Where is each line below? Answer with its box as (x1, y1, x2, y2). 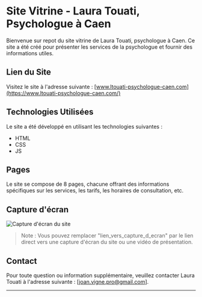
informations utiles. (6, 49, 54, 57)
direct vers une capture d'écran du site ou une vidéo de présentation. (20, 239, 194, 246)
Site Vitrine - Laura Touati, (6, 4, 140, 18)
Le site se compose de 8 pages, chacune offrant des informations (6, 180, 170, 188)
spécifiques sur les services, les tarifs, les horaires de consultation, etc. (6, 187, 184, 194)
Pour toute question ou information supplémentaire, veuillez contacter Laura (6, 272, 195, 279)
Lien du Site (6, 67, 51, 78)
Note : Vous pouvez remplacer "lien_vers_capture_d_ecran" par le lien (20, 232, 194, 239)
